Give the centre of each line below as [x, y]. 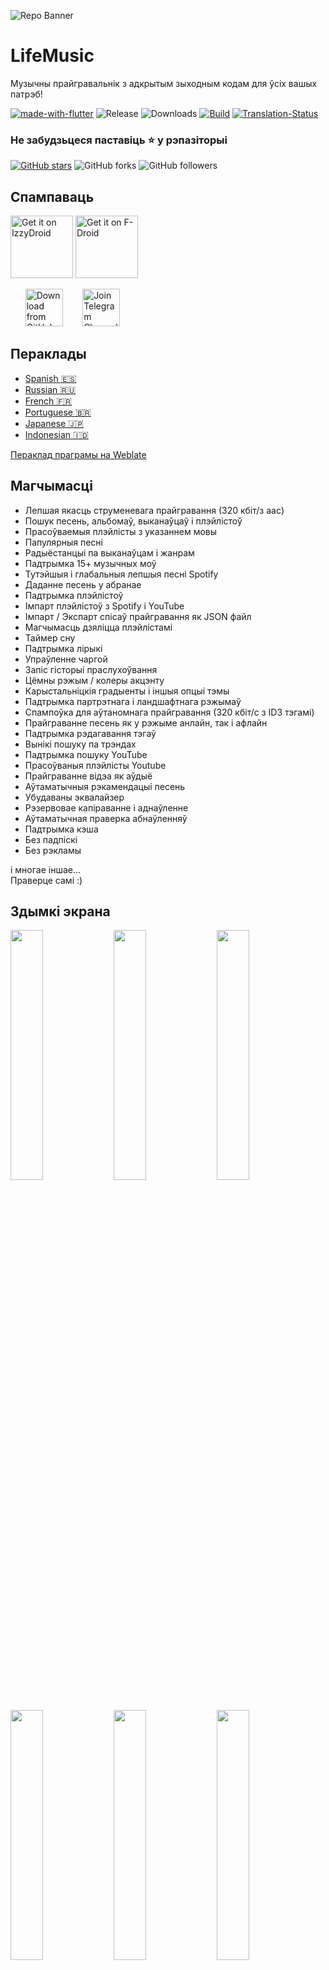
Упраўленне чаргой [66, 659]
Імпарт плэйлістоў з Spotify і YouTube [104, 606]
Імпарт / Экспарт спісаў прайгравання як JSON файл [138, 616]
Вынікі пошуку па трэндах [80, 744]
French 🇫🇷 [48, 401]
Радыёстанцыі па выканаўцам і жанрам [109, 552]
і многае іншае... [46, 869]
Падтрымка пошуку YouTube [86, 754]
